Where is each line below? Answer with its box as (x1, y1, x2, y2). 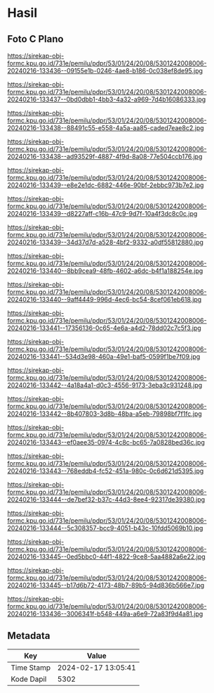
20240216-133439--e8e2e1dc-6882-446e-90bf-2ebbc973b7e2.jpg (7, 181, 204, 189)
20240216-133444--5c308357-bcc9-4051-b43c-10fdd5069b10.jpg (7, 524, 203, 532)
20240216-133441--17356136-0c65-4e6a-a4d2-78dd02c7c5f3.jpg (7, 324, 201, 332)
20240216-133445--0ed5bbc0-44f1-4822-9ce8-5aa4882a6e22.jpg (7, 552, 206, 561)
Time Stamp (11, 663, 51, 673)
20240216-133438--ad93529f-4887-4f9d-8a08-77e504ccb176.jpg (7, 153, 203, 160)
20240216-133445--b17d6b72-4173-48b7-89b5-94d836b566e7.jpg (7, 581, 205, 589)
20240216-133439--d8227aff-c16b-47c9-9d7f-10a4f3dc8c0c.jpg (7, 210, 198, 217)
